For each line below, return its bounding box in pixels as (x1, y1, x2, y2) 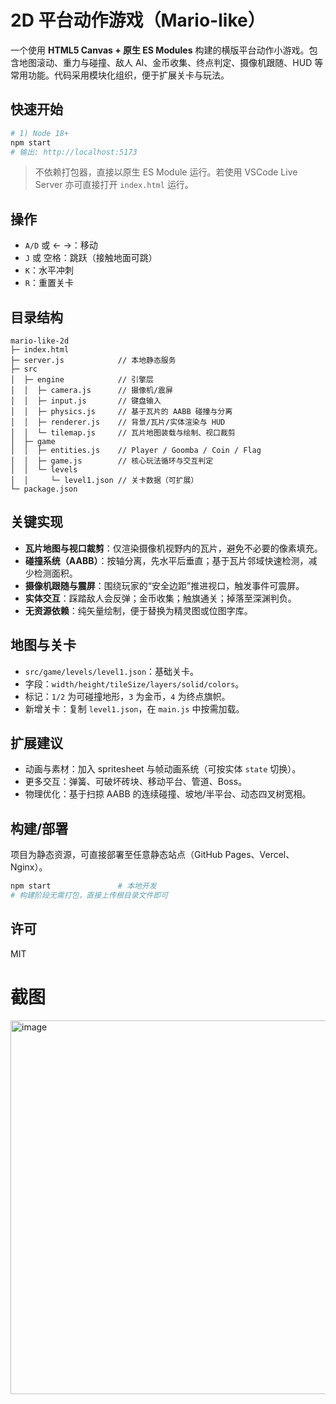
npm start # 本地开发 (10, 881, 157, 891)
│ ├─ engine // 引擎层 (10, 375, 154, 385)
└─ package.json (10, 484, 78, 494)
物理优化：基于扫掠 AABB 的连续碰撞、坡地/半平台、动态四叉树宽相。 (24, 788, 312, 800)
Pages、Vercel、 (224, 849, 295, 861)
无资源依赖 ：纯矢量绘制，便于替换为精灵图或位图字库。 (24, 604, 253, 616)
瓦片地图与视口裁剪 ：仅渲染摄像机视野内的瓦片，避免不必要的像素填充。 (24, 542, 323, 554)
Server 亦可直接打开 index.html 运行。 (34, 179, 194, 191)
